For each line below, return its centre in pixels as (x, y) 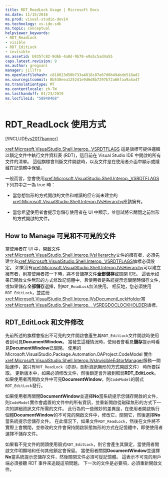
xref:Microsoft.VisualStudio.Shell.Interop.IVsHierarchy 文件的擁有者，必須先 (82, 255)
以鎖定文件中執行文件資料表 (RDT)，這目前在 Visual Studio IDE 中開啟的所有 (83, 155)
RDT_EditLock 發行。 (25, 385)
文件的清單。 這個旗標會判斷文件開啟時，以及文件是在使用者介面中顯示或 (80, 162)
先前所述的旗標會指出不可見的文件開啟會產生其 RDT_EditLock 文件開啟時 (78, 335)
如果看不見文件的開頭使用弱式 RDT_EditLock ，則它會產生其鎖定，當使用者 (80, 444)
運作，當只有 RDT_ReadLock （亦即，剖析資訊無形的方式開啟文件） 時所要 (82, 366)
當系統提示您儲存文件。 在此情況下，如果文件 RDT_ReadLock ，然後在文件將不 (83, 421)
